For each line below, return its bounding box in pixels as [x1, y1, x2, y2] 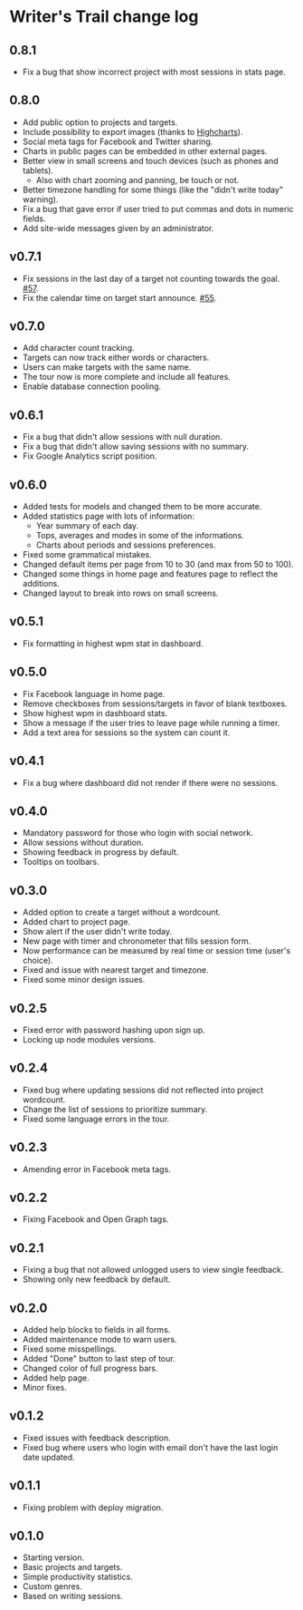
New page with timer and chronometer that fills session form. [22, 936, 251, 946]
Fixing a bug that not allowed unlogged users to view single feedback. [22, 1265, 284, 1275]
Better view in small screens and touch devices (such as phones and [22, 155, 279, 166]
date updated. [22, 1451, 75, 1462]
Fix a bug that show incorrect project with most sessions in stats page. [22, 66, 287, 77]
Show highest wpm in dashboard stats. [22, 707, 168, 718]
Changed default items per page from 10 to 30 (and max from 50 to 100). [22, 559, 294, 570]
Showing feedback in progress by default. [22, 847, 179, 858]
